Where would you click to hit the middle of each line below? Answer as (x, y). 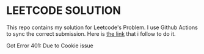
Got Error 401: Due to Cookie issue (50, 46)
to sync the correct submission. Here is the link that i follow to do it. (91, 33)
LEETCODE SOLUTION (64, 11)
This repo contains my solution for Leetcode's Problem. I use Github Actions (102, 27)
